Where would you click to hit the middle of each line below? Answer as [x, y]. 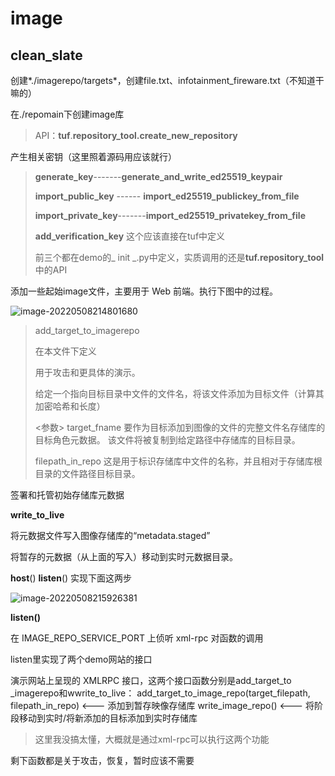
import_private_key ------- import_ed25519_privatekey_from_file [170, 215]
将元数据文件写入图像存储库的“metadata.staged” [110, 535]
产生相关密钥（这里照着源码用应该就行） [93, 156]
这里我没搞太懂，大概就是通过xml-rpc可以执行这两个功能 [152, 739]
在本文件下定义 [65, 351]
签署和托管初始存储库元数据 [67, 495]
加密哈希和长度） [70, 406]
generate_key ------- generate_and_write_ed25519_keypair [158, 176]
